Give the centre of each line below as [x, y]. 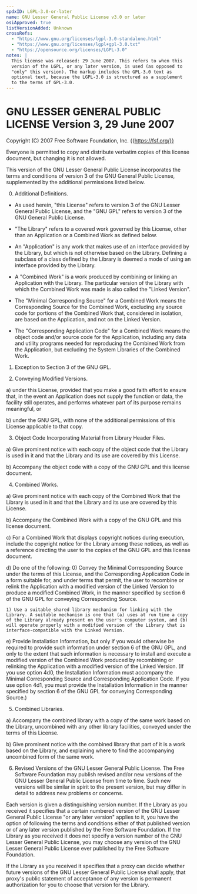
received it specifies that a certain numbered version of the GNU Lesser [93, 810]
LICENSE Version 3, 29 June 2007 [90, 124]
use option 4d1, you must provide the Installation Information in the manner [97, 685]
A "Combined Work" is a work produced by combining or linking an [96, 277]
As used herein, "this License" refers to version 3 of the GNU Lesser [97, 205]
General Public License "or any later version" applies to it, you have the [92, 817]
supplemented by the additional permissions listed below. [76, 182]
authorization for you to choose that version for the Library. [78, 885]
